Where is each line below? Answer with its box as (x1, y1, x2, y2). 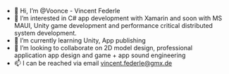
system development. (13, 29, 78, 37)
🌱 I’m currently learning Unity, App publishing (13, 36, 146, 45)
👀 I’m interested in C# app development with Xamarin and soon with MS (13, 14, 223, 22)
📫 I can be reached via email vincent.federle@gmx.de (13, 59, 173, 67)
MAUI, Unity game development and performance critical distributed (13, 22, 213, 29)
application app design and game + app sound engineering (13, 51, 186, 59)
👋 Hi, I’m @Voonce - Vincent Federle (13, 7, 120, 15)
